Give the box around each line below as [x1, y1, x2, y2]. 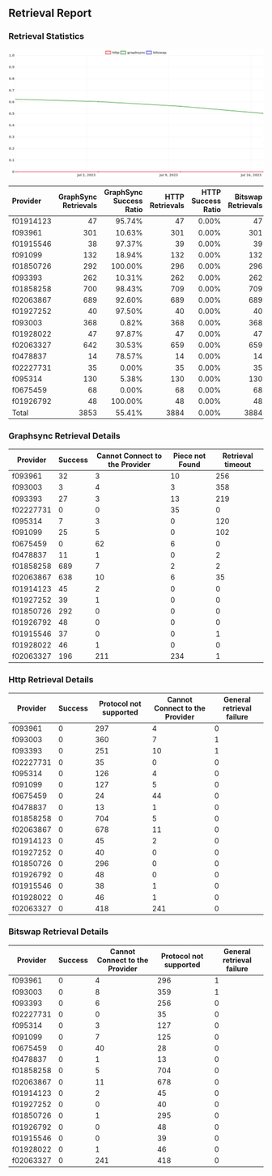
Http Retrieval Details [8, 673, 94, 685]
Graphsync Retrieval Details [8, 431, 121, 442]
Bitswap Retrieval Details [8, 926, 109, 937]
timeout [223, 459, 252, 469]
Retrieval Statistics [8, 31, 85, 42]
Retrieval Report [8, 6, 92, 20]
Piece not [172, 451, 206, 461]
